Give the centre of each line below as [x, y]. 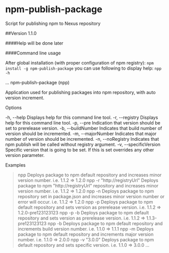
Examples [15, 165]
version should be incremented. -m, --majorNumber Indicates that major [81, 134]
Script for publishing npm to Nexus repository [53, 23]
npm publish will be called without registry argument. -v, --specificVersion [83, 144]
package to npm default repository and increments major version [86, 234]
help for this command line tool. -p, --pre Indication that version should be [83, 122]
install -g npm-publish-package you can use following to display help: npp [83, 68]
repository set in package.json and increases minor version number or [91, 196]
